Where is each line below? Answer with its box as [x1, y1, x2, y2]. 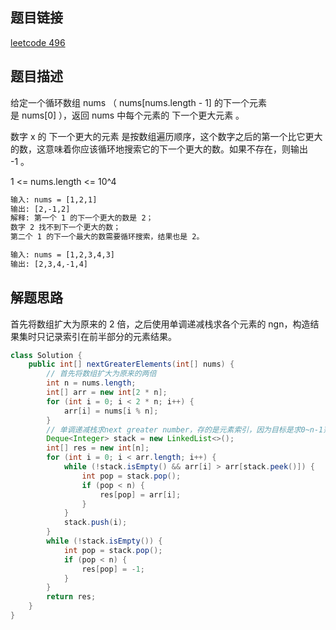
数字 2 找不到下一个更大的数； [10, 223, 122, 233]
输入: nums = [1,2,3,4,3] [10, 250, 115, 260]
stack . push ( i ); [63, 518, 128, 528]
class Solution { [10, 350, 83, 360]
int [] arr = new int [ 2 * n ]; [46, 388, 168, 398]
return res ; [46, 592, 97, 602]
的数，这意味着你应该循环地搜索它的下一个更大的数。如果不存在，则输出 [10, 143, 308, 155]
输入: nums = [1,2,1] [10, 194, 98, 205]
